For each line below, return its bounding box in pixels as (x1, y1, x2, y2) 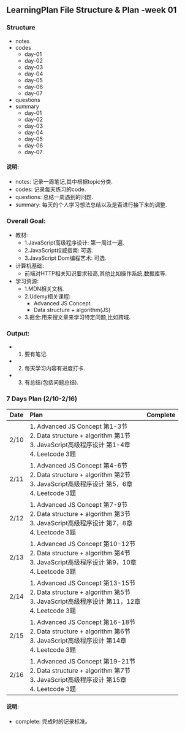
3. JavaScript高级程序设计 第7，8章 (29, 518, 133, 527)
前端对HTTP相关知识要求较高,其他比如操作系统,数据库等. (24, 270, 167, 277)
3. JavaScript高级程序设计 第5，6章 (29, 479, 133, 488)
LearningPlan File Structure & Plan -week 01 (6, 5, 177, 15)
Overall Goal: (6, 216, 46, 225)
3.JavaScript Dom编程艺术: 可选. (24, 254, 107, 262)
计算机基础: (15, 262, 44, 270)
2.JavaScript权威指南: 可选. (24, 247, 94, 254)
